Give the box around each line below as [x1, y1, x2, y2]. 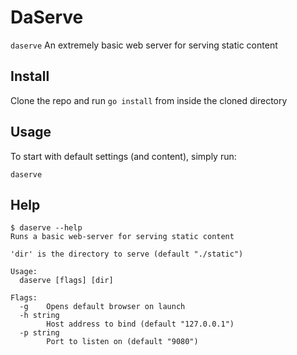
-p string [19, 328, 60, 338]
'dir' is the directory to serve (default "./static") [10, 249, 244, 260]
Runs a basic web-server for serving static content [10, 232, 235, 242]
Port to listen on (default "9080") [46, 337, 199, 347]
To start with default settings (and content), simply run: [10, 150, 237, 162]
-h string [19, 311, 60, 321]
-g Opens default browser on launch [19, 302, 186, 312]
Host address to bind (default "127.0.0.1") [46, 319, 235, 330]
